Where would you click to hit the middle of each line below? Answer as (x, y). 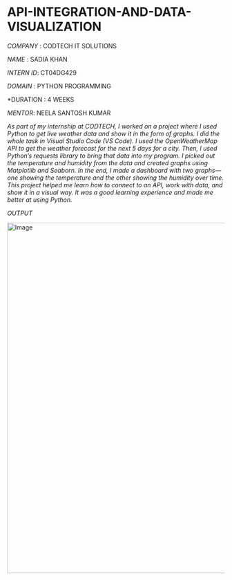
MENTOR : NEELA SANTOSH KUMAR (59, 113)
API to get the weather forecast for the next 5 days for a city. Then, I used (112, 148)
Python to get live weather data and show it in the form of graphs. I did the (114, 133)
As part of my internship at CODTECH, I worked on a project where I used (112, 126)
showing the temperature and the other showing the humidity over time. (122, 178)
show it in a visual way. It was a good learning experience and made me (110, 192)
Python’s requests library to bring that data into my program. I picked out (111, 156)
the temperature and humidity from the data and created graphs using (108, 162)
